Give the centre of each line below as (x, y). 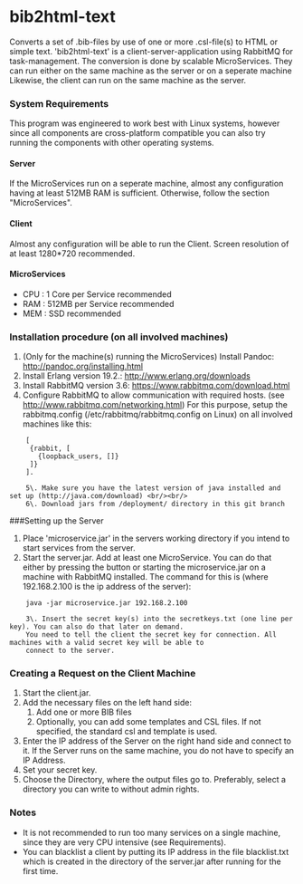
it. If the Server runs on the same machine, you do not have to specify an (158, 751)
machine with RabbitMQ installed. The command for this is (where (145, 577)
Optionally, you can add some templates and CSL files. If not (148, 722)
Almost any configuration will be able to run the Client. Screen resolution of (149, 244)
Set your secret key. (60, 770)
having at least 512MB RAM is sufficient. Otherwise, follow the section (139, 193)
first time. (40, 870)
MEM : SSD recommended (72, 313)
